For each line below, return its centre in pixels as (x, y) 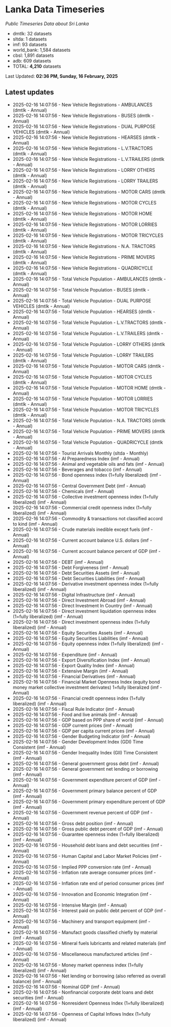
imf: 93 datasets (30, 44)
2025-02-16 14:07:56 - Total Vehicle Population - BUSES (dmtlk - (81, 290)
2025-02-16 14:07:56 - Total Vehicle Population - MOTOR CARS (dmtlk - (89, 366)
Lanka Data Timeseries (55, 9)
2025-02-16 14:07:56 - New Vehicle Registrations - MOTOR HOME (82, 213)
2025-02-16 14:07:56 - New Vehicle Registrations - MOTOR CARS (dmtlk (89, 192)
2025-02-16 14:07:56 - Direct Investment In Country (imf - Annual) (82, 605)
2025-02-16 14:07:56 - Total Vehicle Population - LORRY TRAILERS (83, 355)
